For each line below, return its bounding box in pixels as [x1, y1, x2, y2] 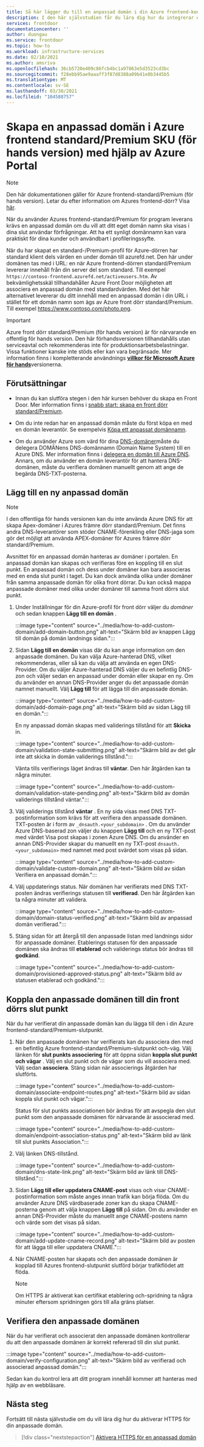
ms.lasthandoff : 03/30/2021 [6, 88, 78, 94]
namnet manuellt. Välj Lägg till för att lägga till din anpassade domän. [15, 685, 188, 692]
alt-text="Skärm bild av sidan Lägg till [96, 703, 191, 711]
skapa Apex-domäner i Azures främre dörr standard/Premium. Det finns [6, 521, 186, 529]
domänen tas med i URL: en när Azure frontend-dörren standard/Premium [6, 259, 191, 267]
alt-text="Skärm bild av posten [118, 1237, 195, 1244]
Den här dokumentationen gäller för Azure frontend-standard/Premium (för [6, 190, 194, 198]
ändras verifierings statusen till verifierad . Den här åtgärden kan [33, 890, 195, 897]
